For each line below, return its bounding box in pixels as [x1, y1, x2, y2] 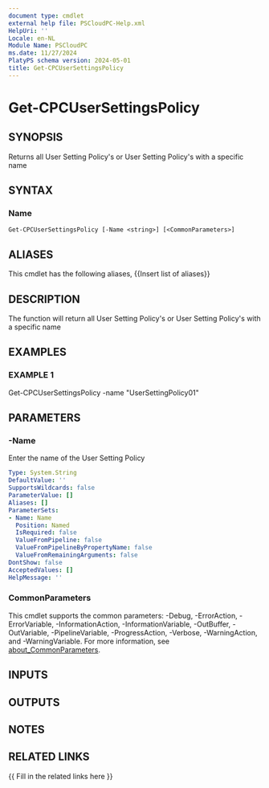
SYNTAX [8, 184, 54, 198]
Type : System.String [8, 469, 78, 477]
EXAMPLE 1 [8, 370, 55, 381]
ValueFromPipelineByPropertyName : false [15, 544, 153, 552]
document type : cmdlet [8, 11, 84, 20]
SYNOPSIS [8, 130, 63, 145]
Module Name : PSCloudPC [8, 42, 88, 50]
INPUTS [8, 668, 48, 682]
